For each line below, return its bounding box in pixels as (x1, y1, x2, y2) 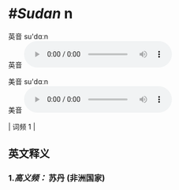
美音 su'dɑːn (8, 76, 49, 86)
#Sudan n (8, 5, 73, 23)
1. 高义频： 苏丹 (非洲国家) (8, 173, 106, 184)
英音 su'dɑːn (8, 31, 49, 41)
